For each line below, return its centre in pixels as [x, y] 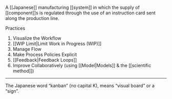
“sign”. [12, 91]
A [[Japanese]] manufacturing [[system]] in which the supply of [72, 7]
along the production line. [33, 18]
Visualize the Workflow [37, 38]
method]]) [23, 71]
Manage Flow [27, 49]
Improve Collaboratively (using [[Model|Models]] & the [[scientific [82, 65]
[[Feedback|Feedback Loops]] [45, 60]
